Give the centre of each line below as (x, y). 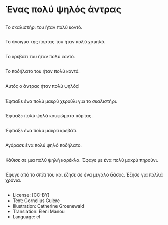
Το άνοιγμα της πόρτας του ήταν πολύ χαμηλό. (55, 41)
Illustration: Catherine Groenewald (49, 206)
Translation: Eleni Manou (38, 211)
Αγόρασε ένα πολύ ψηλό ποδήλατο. (44, 145)
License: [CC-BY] (31, 195)
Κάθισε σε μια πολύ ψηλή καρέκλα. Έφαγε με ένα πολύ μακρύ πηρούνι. (82, 160)
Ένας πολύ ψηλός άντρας (63, 9)
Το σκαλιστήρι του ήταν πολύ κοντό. (44, 27)
